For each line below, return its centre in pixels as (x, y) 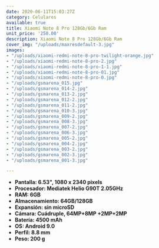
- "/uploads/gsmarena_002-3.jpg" (47, 154)
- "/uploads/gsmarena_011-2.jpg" (47, 105)
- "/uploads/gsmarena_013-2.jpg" (47, 94)
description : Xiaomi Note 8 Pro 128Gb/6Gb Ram (64, 39)
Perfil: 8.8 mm (32, 233)
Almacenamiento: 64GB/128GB (54, 201)
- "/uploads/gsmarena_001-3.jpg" (47, 160)
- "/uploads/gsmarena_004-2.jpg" (47, 144)
